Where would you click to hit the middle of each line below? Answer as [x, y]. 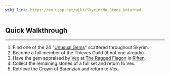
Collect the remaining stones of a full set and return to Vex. [74, 63]
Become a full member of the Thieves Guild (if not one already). [79, 53]
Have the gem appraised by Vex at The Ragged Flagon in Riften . [79, 58]
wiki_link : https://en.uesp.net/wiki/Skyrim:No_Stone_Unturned [73, 10]
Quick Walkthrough [36, 31]
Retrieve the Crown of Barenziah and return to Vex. [66, 69]
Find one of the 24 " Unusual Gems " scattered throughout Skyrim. [81, 47]
